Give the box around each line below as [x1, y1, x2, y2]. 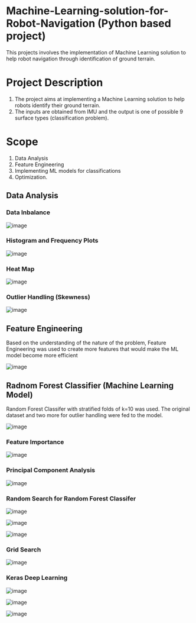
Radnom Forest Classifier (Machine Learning [6, 380, 174, 390]
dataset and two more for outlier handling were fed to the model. [6, 412, 164, 419]
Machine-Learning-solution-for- [6, 4, 169, 18]
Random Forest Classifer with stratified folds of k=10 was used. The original [6, 405, 190, 412]
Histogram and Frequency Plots [6, 237, 99, 245]
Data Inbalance [6, 208, 50, 217]
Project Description [6, 76, 103, 89]
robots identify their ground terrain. [14, 102, 100, 109]
